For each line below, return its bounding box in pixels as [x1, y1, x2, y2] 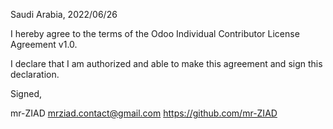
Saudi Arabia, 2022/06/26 [10, 9, 118, 20]
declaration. [10, 69, 60, 80]
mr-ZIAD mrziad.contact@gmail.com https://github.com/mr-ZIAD [10, 107, 278, 119]
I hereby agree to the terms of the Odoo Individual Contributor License [10, 28, 300, 39]
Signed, [10, 88, 42, 99]
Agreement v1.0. [10, 39, 78, 50]
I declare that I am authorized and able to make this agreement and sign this [10, 58, 323, 69]
